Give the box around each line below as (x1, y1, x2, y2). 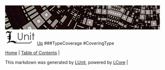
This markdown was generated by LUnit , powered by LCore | (5, 59, 128, 65)
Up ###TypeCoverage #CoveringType (36, 40, 114, 46)
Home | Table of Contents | (5, 50, 60, 56)
